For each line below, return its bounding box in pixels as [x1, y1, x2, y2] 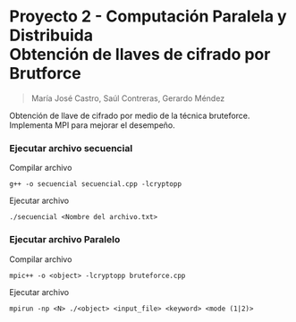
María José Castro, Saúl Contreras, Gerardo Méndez [30, 92, 225, 104]
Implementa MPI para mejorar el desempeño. [9, 119, 176, 131]
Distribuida [9, 25, 94, 46]
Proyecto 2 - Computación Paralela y [9, 6, 288, 27]
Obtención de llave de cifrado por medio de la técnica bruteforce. [9, 110, 250, 121]
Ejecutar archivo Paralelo [9, 233, 121, 246]
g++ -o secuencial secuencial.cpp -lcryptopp [9, 180, 182, 189]
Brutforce [9, 64, 82, 84]
